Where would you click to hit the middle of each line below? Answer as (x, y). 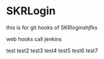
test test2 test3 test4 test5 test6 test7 (52, 50)
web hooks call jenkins (34, 39)
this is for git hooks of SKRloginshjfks (52, 27)
